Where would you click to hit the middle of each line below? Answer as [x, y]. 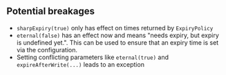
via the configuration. [47, 50]
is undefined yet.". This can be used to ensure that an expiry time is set [117, 42]
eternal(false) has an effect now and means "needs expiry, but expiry [117, 35]
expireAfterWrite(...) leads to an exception [80, 64]
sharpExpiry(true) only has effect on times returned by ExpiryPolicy [115, 28]
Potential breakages [50, 11]
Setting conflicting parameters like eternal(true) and [92, 57]
